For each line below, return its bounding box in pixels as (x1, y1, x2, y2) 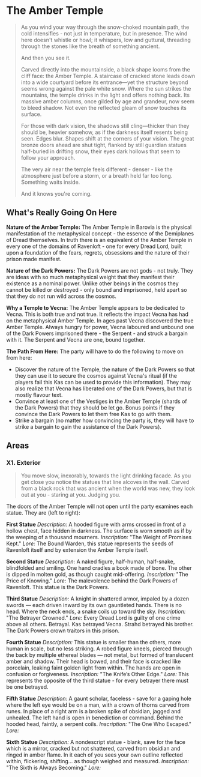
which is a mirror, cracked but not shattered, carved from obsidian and (6, 745, 181, 752)
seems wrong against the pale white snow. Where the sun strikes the (20, 85, 191, 92)
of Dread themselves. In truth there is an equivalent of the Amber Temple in (6, 236, 193, 243)
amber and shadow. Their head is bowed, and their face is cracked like (6, 658, 181, 665)
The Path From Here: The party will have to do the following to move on (6, 348, 184, 355)
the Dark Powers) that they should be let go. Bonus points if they (14, 404, 175, 411)
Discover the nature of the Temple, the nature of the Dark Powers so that (14, 366, 195, 373)
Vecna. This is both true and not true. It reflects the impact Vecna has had (6, 310, 189, 318)
